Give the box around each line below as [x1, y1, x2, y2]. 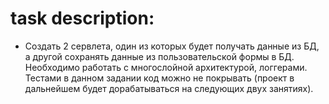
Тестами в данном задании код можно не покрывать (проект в [24, 72, 295, 84]
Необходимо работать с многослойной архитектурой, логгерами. [24, 61, 308, 73]
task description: [10, 7, 155, 30]
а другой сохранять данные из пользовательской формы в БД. [24, 50, 295, 62]
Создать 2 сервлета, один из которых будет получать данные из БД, [24, 40, 320, 52]
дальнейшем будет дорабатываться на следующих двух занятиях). [24, 82, 314, 94]
